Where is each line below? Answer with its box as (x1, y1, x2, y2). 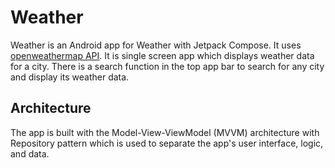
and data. (10, 147, 50, 160)
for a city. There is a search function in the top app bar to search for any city (10, 60, 325, 72)
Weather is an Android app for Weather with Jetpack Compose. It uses (10, 39, 302, 51)
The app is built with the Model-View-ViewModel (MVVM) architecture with (10, 126, 320, 138)
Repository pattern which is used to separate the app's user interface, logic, (10, 137, 324, 149)
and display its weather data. (10, 71, 130, 83)
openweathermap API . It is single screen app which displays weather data (10, 49, 315, 61)
